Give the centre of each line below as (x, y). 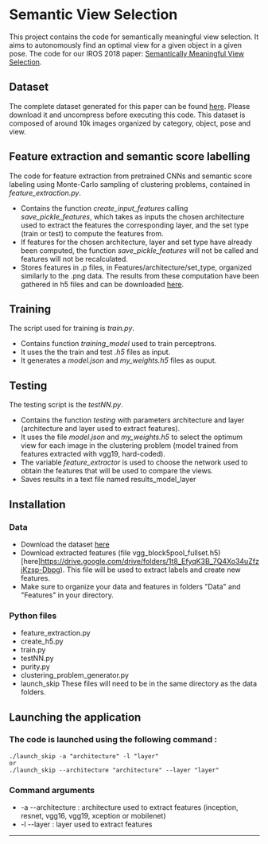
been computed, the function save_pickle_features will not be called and (139, 250)
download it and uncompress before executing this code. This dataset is (127, 115)
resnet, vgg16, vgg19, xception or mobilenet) (93, 816)
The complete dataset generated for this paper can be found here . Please (130, 106)
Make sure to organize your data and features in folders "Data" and (130, 586)
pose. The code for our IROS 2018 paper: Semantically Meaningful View (127, 53)
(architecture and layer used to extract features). (100, 429)
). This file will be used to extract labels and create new (150, 570)
